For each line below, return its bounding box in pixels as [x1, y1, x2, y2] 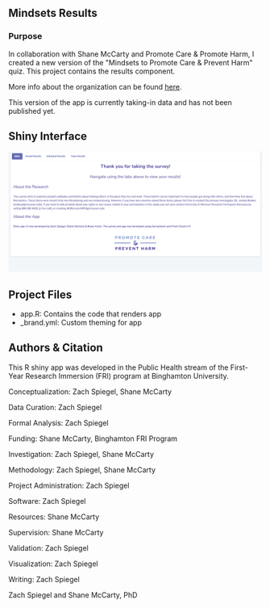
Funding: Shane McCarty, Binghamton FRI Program [8, 434, 178, 443]
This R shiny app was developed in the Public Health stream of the [8, 363, 229, 372]
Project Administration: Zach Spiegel [8, 480, 130, 490]
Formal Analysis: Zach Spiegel [8, 417, 109, 427]
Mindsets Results [8, 6, 98, 20]
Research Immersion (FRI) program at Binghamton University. [25, 371, 230, 380]
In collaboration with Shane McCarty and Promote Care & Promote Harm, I [8, 48, 255, 59]
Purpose [8, 31, 43, 42]
